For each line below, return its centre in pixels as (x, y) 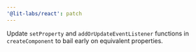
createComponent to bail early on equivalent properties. (85, 41)
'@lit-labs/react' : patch (44, 14)
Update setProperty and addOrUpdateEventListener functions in (98, 33)
